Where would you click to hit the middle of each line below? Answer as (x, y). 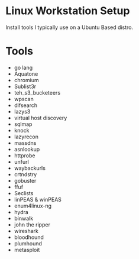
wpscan (24, 99)
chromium (26, 80)
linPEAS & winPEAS (38, 199)
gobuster (25, 180)
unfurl (21, 161)
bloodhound (29, 237)
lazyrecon (26, 137)
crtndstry (25, 174)
